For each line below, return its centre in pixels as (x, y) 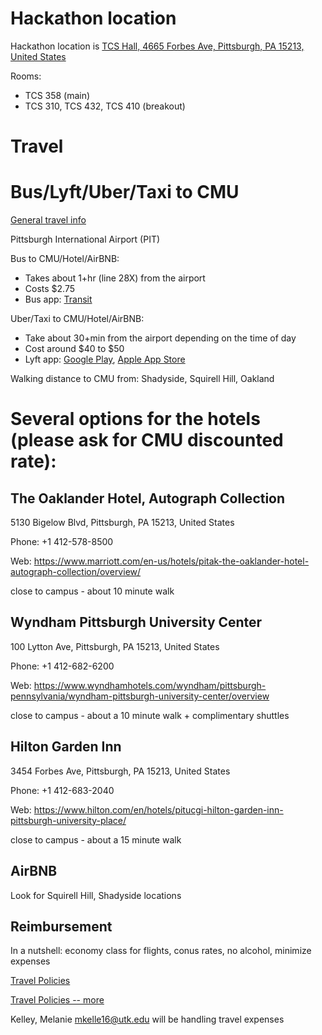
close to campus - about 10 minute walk (92, 591)
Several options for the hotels (135, 419)
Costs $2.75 (50, 289)
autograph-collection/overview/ (76, 572)
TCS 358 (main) (57, 95)
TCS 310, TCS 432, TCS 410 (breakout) (105, 106)
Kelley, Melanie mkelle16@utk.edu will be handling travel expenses (147, 1019)
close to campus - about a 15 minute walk (96, 839)
